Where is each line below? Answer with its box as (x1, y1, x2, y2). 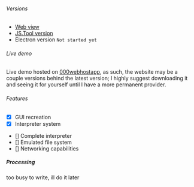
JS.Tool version (14, 30, 53, 37)
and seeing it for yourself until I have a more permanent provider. (6, 81, 166, 88)
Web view (14, 23, 40, 31)
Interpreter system (14, 120, 61, 127)
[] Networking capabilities (14, 144, 79, 152)
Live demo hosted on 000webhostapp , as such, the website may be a (6, 68, 178, 76)
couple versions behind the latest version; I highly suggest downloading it (6, 75, 188, 82)
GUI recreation (14, 113, 51, 120)
